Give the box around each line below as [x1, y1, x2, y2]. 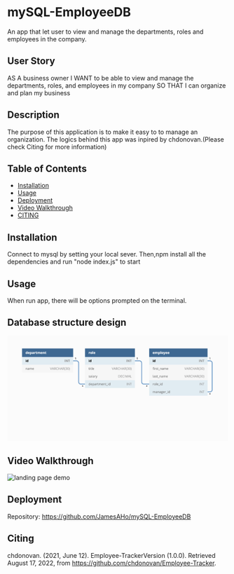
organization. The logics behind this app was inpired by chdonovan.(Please [7, 135, 224, 144]
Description [7, 109, 60, 121]
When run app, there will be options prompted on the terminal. [7, 296, 187, 305]
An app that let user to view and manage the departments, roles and [7, 27, 204, 36]
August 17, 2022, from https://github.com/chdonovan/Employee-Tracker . [7, 559, 216, 567]
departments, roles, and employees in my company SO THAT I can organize [7, 81, 226, 90]
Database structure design [7, 317, 127, 329]
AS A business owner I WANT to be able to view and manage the [7, 74, 194, 82]
